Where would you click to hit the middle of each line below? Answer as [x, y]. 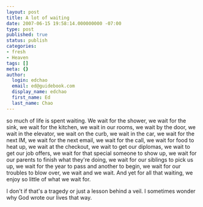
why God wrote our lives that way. [49, 197]
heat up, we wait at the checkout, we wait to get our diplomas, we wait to [98, 146]
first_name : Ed [31, 97]
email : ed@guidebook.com [43, 86]
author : [16, 75]
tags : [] [17, 63]
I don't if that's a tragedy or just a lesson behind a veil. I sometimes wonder [101, 191]
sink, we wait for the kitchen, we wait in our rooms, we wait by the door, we [101, 127]
